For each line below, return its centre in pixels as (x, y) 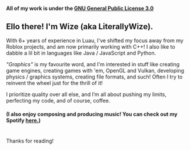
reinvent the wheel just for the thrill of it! (54, 83)
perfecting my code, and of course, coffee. (58, 101)
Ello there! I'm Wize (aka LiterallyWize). (80, 26)
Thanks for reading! (30, 141)
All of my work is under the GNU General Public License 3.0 (80, 8)
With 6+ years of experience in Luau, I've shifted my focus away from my (95, 40)
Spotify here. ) (24, 120)
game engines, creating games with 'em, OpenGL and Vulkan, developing (95, 71)
